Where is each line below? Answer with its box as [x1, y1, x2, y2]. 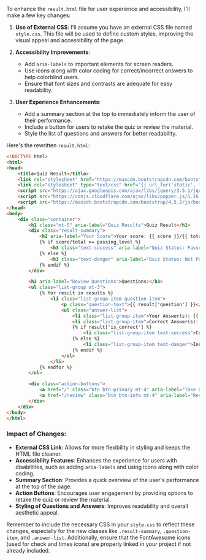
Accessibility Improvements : [15, 48, 91, 56]
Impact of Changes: [6, 429, 67, 438]
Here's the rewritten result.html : [6, 142, 90, 149]
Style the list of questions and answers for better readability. [24, 130, 177, 137]
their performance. [24, 117, 72, 124]
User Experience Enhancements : [15, 98, 101, 105]
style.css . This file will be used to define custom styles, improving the [15, 30, 194, 37]
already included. [6, 547, 50, 554]
